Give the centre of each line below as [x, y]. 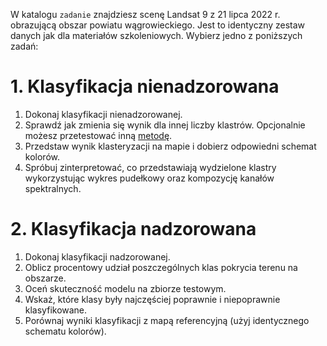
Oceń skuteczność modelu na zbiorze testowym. [125, 288]
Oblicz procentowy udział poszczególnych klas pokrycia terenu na [161, 267]
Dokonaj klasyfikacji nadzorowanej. [97, 256]
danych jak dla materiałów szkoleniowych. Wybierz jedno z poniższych [156, 35]
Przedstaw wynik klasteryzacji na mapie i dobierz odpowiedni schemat [170, 146]
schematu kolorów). [65, 331]
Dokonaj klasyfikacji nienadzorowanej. [103, 114]
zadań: [24, 46]
